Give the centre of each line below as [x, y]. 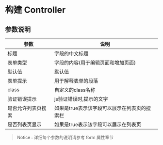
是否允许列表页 [25, 108]
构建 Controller [35, 10]
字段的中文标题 [71, 54]
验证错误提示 [22, 99]
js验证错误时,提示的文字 [81, 99]
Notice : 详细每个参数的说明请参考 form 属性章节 [65, 137]
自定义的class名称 [75, 90]
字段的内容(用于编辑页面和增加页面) [95, 63]
